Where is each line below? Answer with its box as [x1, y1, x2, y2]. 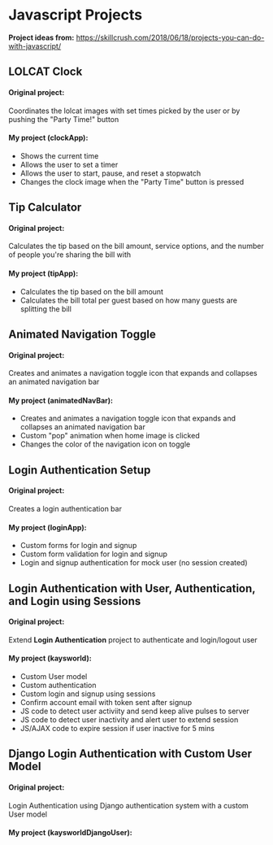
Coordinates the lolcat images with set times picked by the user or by [8, 106, 240, 115]
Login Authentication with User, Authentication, [8, 581, 256, 595]
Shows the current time [19, 150, 99, 160]
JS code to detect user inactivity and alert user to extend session [19, 714, 239, 725]
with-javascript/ [8, 41, 62, 50]
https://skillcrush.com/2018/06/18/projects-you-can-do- [76, 33, 265, 42]
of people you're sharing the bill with [8, 250, 132, 259]
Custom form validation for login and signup [19, 549, 168, 559]
